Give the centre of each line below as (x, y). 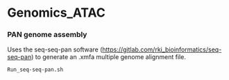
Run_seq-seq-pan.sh (35, 70)
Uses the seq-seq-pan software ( (55, 49)
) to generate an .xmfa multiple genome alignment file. (108, 57)
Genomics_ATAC (56, 13)
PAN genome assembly (47, 35)
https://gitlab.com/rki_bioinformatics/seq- (162, 49)
